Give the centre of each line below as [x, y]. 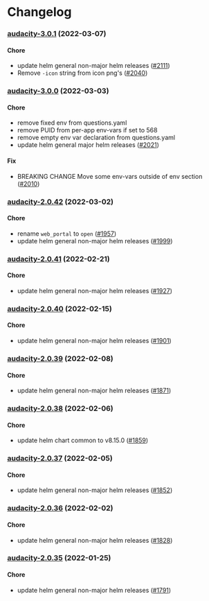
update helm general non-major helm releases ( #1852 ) [95, 490]
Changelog [39, 12]
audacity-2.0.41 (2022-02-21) [59, 259]
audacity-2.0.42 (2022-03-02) [61, 202]
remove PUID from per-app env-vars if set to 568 [87, 130]
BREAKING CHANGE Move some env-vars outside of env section [110, 176]
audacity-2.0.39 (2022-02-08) [61, 358]
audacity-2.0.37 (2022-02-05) [60, 458]
